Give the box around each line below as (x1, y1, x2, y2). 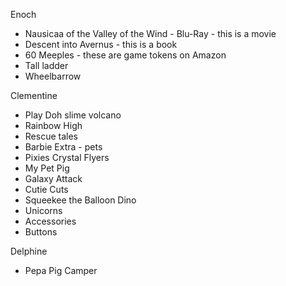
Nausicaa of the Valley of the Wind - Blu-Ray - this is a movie (24, 28, 277, 39)
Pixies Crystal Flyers (24, 152, 110, 163)
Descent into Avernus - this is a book (24, 39, 178, 50)
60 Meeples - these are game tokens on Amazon (24, 49, 227, 61)
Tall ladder (24, 60, 69, 71)
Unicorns (24, 205, 63, 216)
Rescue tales (24, 130, 78, 142)
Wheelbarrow (24, 70, 82, 82)
